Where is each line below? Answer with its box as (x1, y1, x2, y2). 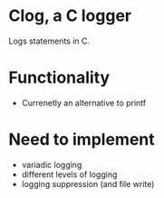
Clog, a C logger (8, 5, 132, 26)
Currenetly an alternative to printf (21, 97, 147, 108)
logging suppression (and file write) (21, 178, 155, 189)
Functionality (8, 67, 111, 88)
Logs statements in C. (8, 35, 91, 46)
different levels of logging (21, 169, 118, 180)
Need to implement (8, 129, 155, 150)
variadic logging (21, 159, 82, 170)
